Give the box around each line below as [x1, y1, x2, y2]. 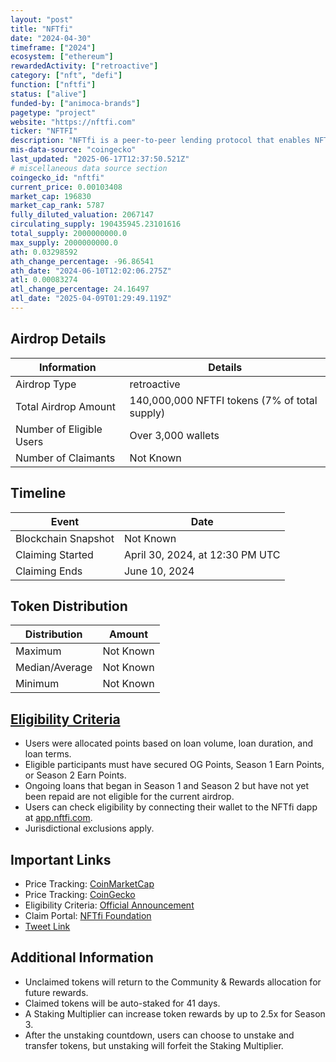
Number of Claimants [15, 451, 116, 465]
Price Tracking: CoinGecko [24, 888, 136, 900]
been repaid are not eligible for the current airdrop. [24, 791, 235, 803]
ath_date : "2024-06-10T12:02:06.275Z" [10, 266, 172, 276]
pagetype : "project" [10, 107, 97, 118]
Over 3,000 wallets [129, 428, 220, 442]
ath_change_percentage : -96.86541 [10, 256, 155, 266]
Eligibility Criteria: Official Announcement [24, 899, 195, 911]
